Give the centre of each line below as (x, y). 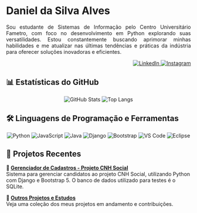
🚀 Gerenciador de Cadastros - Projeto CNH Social (67, 168)
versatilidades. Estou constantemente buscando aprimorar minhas (98, 39)
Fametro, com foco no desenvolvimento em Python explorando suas (98, 33)
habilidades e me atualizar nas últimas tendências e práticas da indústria (98, 46)
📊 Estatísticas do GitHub (52, 82)
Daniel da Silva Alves (58, 11)
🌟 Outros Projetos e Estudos (41, 198)
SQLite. (15, 187)
